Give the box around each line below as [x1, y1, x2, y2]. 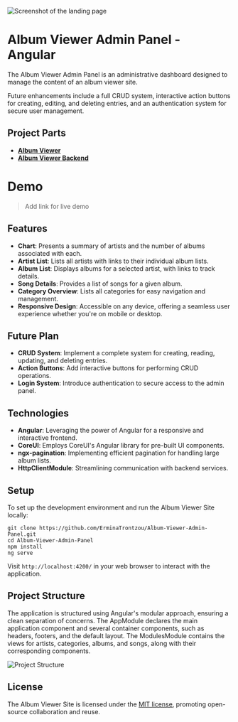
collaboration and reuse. [29, 707, 101, 716]
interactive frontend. [17, 433, 78, 442]
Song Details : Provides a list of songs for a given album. [17, 279, 183, 288]
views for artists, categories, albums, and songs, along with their [7, 639, 197, 647]
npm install [7, 543, 43, 550]
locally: [7, 510, 28, 519]
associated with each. [17, 249, 82, 257]
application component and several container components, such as [7, 624, 205, 632]
